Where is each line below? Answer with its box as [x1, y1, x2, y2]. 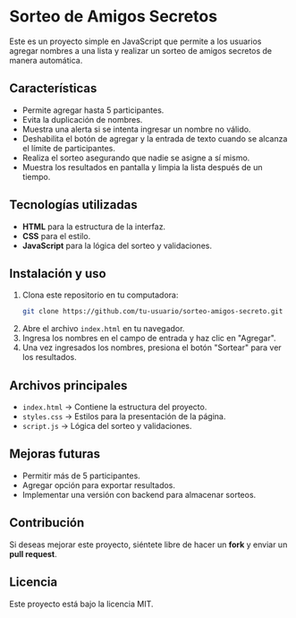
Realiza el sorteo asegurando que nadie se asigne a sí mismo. [21, 152, 250, 163]
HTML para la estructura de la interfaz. [21, 221, 166, 232]
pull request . [9, 548, 58, 559]
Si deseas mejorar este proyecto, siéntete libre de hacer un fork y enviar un [9, 539, 288, 550]
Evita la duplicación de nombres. [21, 114, 143, 124]
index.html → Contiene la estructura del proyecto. [21, 401, 207, 413]
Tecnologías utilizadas [9, 197, 138, 212]
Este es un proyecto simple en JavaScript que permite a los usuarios [9, 36, 262, 47]
